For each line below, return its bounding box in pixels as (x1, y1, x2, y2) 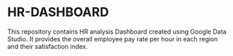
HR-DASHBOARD (7, 4, 109, 20)
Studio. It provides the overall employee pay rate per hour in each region (7, 34, 218, 43)
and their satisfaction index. (7, 42, 88, 50)
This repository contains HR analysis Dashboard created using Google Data (7, 27, 227, 36)
